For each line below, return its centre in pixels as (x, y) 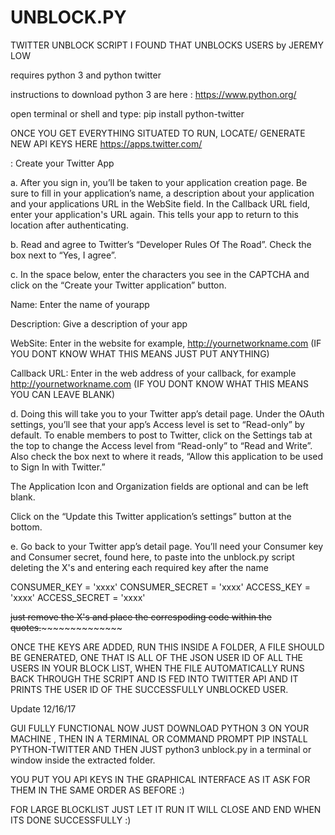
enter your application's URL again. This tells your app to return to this (155, 214)
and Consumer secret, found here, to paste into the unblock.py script (152, 557)
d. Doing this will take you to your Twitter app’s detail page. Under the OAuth (167, 413)
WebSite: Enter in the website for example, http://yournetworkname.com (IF (166, 343)
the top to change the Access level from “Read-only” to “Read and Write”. (161, 445)
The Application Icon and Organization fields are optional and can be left (159, 486)
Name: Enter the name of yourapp (80, 304)
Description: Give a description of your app (99, 323)
